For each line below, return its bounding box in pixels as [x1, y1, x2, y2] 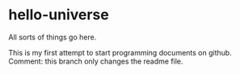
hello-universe [8, 6, 109, 24]
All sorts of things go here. [8, 32, 97, 42]
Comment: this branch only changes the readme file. [8, 56, 183, 66]
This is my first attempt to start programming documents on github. [8, 47, 232, 57]
